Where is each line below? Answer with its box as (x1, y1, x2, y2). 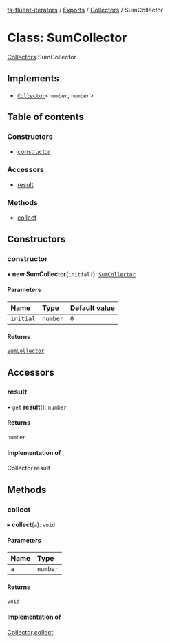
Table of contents (7, 111, 84, 123)
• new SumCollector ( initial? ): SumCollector (7, 269, 136, 278)
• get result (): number (7, 403, 67, 411)
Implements (7, 73, 60, 85)
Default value (70, 303, 116, 313)
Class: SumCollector (7, 30, 127, 46)
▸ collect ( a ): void (7, 520, 56, 528)
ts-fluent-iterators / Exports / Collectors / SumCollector (7, 6, 164, 14)
